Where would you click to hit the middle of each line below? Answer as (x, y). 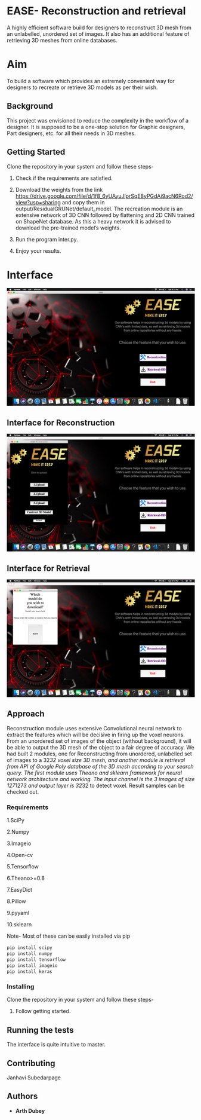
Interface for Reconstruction (61, 423)
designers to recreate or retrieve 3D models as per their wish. (82, 87)
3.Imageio (19, 843)
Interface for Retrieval (48, 568)
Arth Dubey (30, 1110)
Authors (22, 1096)
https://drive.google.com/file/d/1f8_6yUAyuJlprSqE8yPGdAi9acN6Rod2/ (104, 196)
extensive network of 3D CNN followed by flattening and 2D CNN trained (105, 215)
